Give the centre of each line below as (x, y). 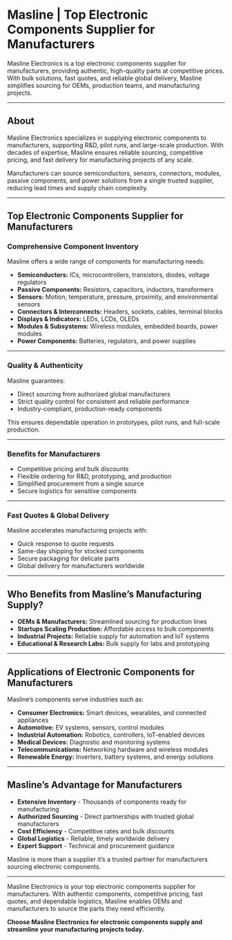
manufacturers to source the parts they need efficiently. (87, 908)
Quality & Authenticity (45, 365)
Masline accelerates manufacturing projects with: (77, 531)
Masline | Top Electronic (78, 15)
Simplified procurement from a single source (80, 483)
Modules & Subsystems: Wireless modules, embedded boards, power (117, 326)
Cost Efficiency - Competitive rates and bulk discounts (96, 831)
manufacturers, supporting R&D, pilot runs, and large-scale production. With (116, 145)
